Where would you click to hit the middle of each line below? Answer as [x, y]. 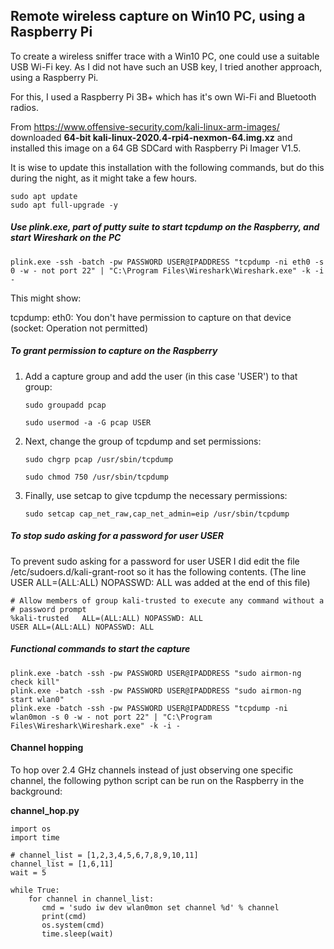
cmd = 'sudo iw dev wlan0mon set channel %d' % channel [160, 907]
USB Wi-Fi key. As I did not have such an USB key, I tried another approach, [166, 66]
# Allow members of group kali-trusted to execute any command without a [167, 600]
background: [36, 791]
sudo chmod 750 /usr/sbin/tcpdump [96, 477]
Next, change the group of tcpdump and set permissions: [143, 441]
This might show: [46, 298]
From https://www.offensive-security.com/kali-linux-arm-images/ [145, 126]
